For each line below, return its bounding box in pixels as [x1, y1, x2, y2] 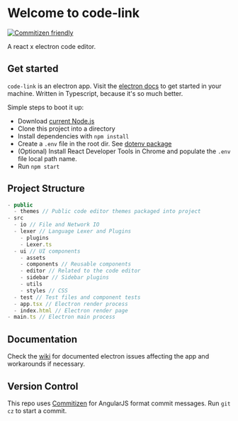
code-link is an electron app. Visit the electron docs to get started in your [7, 82, 222, 90]
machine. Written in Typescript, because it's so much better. [7, 89, 183, 97]
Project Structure [7, 182, 85, 195]
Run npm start [17, 162, 60, 170]
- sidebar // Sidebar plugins [20, 274, 110, 281]
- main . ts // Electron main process [7, 314, 115, 321]
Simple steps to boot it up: [7, 103, 84, 111]
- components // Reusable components [20, 261, 132, 268]
